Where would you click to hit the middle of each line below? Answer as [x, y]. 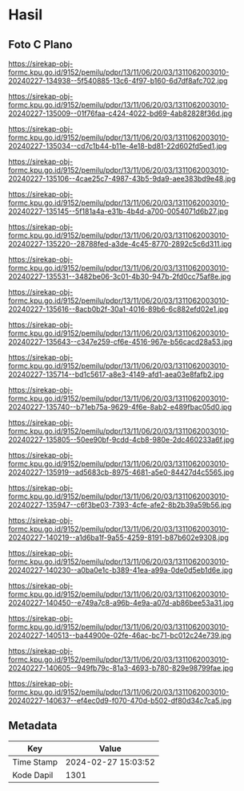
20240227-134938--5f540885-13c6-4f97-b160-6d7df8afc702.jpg [118, 81]
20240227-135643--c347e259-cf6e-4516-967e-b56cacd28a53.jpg [121, 342]
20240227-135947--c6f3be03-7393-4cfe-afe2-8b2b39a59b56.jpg [120, 505]
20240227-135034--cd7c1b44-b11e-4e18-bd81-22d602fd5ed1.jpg [118, 146]
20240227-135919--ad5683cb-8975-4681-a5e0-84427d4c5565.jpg [121, 472]
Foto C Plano [40, 45]
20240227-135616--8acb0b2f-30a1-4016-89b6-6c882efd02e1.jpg [118, 309]
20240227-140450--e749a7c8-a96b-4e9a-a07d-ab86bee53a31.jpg [121, 603]
